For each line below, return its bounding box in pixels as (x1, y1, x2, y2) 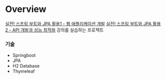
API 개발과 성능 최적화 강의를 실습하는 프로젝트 (12, 26, 104, 33)
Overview (5, 3, 47, 15)
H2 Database (12, 63, 40, 69)
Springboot (12, 52, 36, 58)
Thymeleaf (12, 68, 35, 74)
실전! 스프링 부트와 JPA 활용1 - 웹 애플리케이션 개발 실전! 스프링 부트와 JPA (5, 20, 152, 26)
